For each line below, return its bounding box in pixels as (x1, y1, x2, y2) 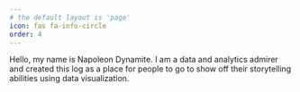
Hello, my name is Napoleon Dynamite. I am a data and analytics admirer (9, 54, 279, 65)
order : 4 (9, 29, 42, 38)
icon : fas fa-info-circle (9, 21, 106, 30)
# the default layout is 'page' (9, 13, 131, 22)
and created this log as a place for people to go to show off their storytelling (9, 63, 292, 74)
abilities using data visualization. (9, 73, 130, 84)
